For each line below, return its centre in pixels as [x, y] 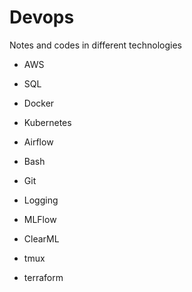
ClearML [41, 238]
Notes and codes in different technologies [95, 45]
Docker [39, 103]
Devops [42, 17]
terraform [43, 277]
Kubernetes [47, 122]
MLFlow [40, 219]
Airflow [38, 142]
